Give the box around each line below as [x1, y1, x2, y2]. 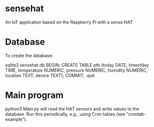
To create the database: [5, 52, 53, 58]
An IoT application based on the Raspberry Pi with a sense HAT [5, 19, 133, 25]
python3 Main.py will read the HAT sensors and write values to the [5, 106, 140, 112]
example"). [5, 116, 27, 122]
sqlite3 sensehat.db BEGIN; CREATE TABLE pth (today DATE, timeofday [5, 62, 149, 68]
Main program [5, 90, 64, 101]
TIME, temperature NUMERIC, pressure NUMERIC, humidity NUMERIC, [5, 67, 148, 73]
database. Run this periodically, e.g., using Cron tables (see [5, 111, 126, 117]
